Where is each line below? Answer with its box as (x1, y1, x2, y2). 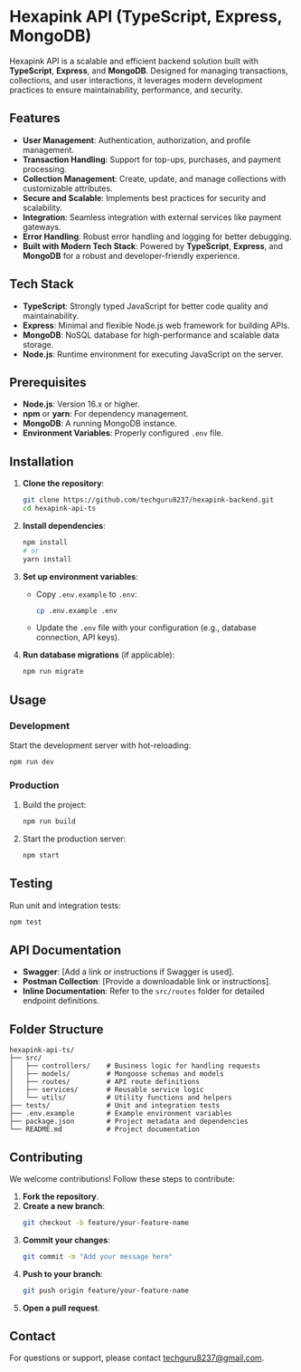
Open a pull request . (22, 1302, 101, 1313)
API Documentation (9, 943, 122, 957)
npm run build (22, 817, 76, 826)
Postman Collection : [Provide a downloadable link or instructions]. (22, 976, 271, 987)
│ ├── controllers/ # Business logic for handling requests (9, 1061, 260, 1070)
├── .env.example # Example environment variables (9, 1109, 232, 1118)
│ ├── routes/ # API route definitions (9, 1078, 201, 1087)
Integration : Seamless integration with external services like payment (22, 211, 282, 223)
